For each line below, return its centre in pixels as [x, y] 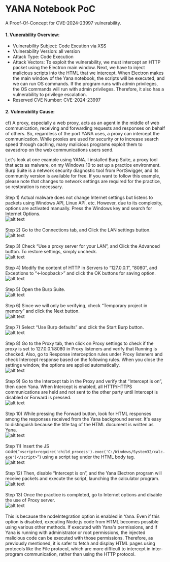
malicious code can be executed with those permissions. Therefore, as [79, 538]
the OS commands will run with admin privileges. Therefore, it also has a [88, 89]
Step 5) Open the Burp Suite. [35, 289]
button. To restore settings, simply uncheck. [51, 252]
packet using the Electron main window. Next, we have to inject [79, 68]
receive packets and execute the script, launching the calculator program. [82, 479]
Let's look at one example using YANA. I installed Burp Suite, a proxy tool [81, 160]
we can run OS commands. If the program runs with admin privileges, [85, 84]
